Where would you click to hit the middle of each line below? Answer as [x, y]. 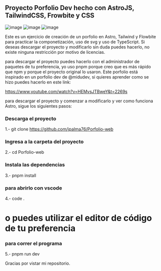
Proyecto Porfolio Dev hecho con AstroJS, [70, 8]
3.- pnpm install [21, 175]
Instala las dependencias [35, 165]
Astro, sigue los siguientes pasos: [39, 106]
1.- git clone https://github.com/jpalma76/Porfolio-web [59, 129]
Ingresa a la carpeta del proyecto [44, 142]
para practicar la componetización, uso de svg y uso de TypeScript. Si [75, 42]
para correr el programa [34, 243]
